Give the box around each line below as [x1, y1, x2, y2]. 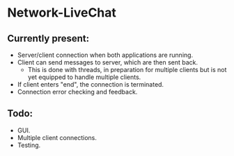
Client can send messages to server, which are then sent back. [17, 58, 198, 67]
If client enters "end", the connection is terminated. [17, 80, 164, 88]
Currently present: [7, 33, 90, 44]
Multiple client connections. [17, 133, 97, 141]
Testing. [17, 141, 41, 149]
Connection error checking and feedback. [17, 88, 138, 96]
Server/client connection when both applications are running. [17, 51, 194, 59]
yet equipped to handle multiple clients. [27, 73, 141, 81]
